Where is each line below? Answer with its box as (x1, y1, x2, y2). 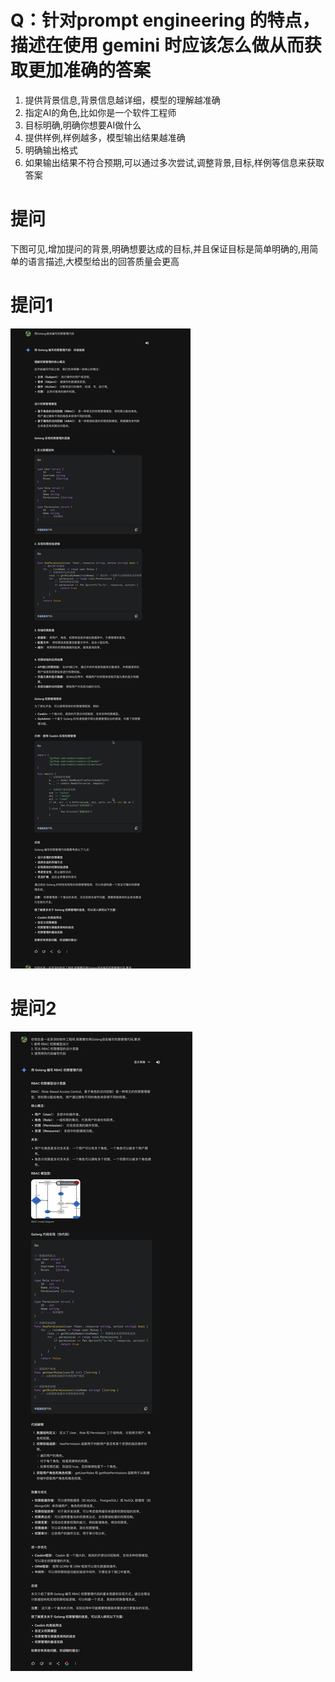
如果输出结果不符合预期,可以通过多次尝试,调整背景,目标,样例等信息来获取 (24, 156, 325, 168)
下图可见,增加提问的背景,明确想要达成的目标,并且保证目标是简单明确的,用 (10, 242, 310, 255)
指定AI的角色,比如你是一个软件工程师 (24, 106, 177, 118)
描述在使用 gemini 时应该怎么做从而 (10, 34, 305, 57)
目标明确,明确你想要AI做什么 (24, 119, 142, 131)
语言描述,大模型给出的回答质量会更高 (27, 255, 180, 267)
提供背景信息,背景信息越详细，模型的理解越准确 (24, 94, 221, 106)
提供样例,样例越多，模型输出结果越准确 (24, 131, 186, 143)
